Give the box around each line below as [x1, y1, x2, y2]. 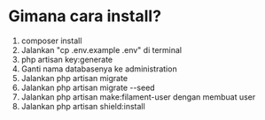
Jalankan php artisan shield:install [20, 101, 145, 111]
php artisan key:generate [20, 54, 113, 64]
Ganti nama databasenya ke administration [20, 64, 178, 74]
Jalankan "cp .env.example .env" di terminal [20, 44, 183, 55]
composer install [20, 35, 82, 46]
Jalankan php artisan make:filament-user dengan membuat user [20, 91, 256, 102]
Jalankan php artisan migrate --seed [20, 82, 156, 93]
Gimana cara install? [8, 6, 161, 26]
